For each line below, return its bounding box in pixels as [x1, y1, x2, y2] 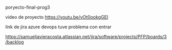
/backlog [5, 39, 24, 45]
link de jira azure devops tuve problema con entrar [5, 24, 112, 30]
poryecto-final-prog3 [5, 5, 50, 10]
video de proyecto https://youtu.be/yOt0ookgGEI [5, 14, 109, 20]
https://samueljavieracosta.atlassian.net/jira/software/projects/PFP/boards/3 [5, 34, 167, 39]
